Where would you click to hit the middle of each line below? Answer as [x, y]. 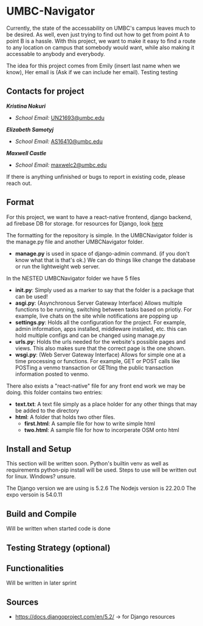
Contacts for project [45, 92]
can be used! [32, 296]
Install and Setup [39, 449]
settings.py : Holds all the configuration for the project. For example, [101, 322]
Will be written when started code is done [59, 529]
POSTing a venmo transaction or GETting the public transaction [94, 367]
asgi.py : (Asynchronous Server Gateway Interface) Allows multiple [99, 303]
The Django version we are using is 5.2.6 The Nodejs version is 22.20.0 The [101, 489]
